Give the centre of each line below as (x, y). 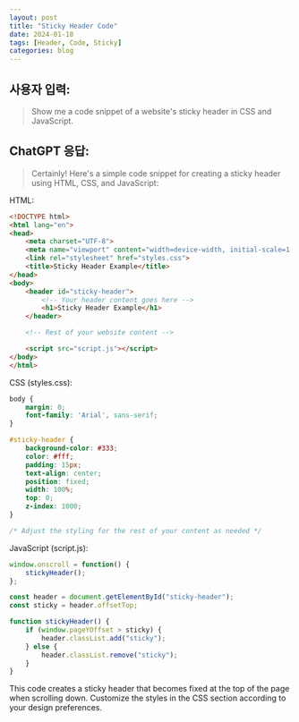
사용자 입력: (40, 89)
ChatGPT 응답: (49, 152)
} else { (42, 646)
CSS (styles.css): (41, 382)
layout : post (34, 17)
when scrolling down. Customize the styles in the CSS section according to (148, 698)
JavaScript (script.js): (49, 548)
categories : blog (42, 51)
